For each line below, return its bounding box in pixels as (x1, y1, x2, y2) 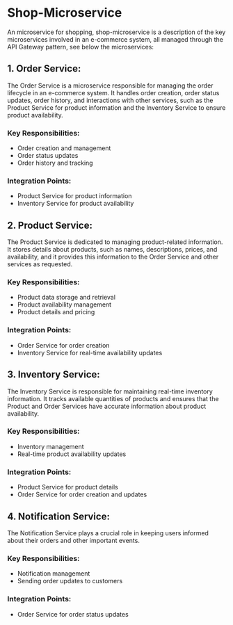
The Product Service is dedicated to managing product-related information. (7, 238, 223, 246)
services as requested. (7, 260, 73, 268)
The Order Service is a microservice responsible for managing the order (7, 81, 214, 90)
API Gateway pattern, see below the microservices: (7, 42, 154, 51)
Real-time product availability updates (17, 450, 127, 458)
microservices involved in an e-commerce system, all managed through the (7, 35, 224, 43)
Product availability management (17, 300, 112, 309)
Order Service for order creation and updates (17, 490, 147, 498)
